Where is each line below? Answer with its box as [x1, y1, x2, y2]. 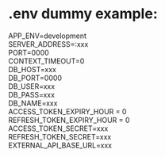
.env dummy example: [8, 5, 158, 23]
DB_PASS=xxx [8, 90, 56, 99]
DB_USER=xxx [8, 81, 56, 91]
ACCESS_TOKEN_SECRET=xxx [8, 124, 109, 133]
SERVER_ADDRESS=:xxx [8, 39, 89, 48]
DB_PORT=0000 [8, 73, 62, 82]
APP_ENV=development [8, 31, 87, 40]
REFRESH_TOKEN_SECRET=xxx [8, 132, 112, 141]
